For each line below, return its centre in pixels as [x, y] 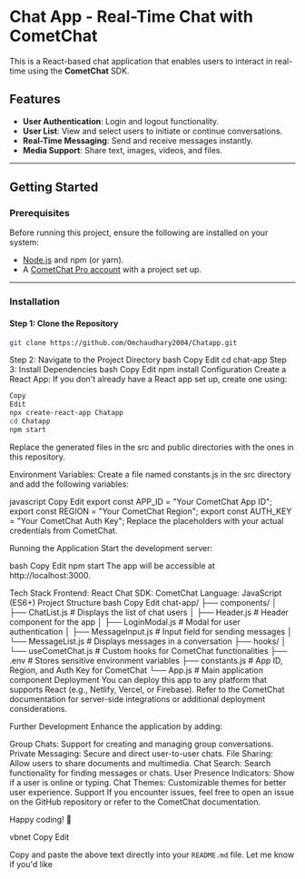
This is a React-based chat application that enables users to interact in [141, 61]
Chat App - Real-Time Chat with [132, 17]
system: [24, 242]
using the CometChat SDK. [79, 71]
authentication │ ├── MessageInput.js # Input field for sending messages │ [151, 631]
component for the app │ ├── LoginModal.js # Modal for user [125, 622]
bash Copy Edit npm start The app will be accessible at [113, 566]
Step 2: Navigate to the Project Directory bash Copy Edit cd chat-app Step [148, 360]
